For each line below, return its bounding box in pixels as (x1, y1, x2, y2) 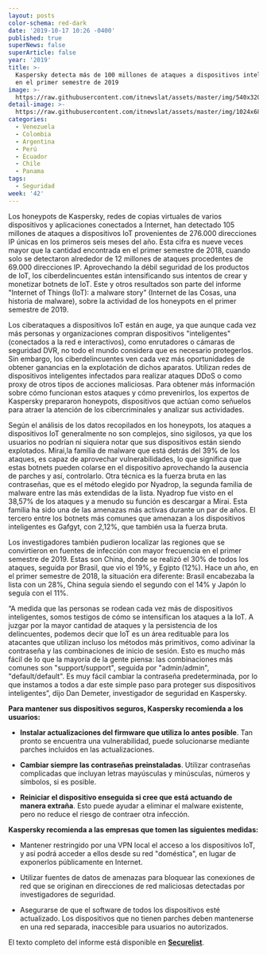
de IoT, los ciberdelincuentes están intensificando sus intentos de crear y (8, 270, 248, 280)
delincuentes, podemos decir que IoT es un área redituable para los (8, 629, 230, 639)
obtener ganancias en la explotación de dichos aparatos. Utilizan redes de (8, 362, 251, 371)
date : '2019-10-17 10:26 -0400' (8, 26, 115, 34)
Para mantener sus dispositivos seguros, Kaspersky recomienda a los (8, 703, 244, 713)
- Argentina (15, 137, 56, 146)
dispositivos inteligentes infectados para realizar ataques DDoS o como (8, 371, 242, 380)
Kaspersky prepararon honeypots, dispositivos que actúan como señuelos (8, 396, 252, 406)
